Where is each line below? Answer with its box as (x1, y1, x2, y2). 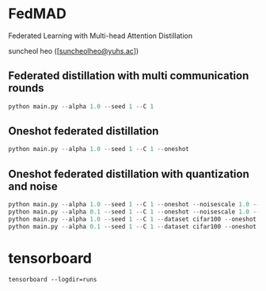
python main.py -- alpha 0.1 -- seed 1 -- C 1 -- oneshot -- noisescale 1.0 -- (8, 208, 260, 216)
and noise (8, 180, 58, 193)
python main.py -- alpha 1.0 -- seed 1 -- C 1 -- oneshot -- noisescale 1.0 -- (8, 201, 260, 209)
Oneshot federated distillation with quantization (8, 167, 249, 180)
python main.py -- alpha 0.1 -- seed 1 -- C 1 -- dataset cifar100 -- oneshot (8, 222, 257, 230)
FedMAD (8, 5, 67, 23)
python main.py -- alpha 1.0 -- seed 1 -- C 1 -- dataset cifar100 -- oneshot (8, 215, 257, 223)
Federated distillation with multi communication (8, 69, 249, 83)
